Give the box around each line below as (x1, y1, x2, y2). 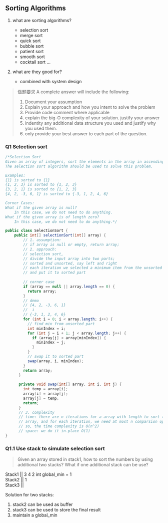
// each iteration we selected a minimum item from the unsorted (23, 266, 162, 271)
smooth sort (19, 54, 45, 60)
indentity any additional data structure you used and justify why (24, 120, 156, 126)
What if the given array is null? (5, 205, 77, 210)
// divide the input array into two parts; (23, 256, 115, 261)
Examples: (5, 173, 26, 178)
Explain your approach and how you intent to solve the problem (24, 104, 155, 110)
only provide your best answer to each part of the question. (24, 130, 147, 137)
